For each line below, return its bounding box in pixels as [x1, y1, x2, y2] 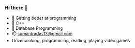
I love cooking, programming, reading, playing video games [11, 38, 130, 44]
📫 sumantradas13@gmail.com [11, 31, 73, 36]
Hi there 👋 [4, 4, 29, 11]
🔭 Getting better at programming [11, 15, 76, 21]
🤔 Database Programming [11, 25, 63, 31]
